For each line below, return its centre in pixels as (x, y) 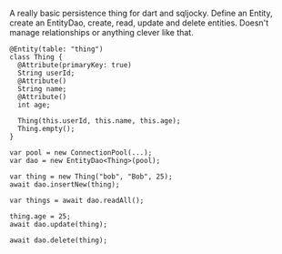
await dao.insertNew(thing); (65, 185)
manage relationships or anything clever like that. (101, 32)
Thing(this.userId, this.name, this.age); (99, 121)
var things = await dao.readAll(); (77, 200)
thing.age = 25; (40, 217)
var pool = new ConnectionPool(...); (81, 153)
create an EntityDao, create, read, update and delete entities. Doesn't (139, 23)
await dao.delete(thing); (58, 240)
